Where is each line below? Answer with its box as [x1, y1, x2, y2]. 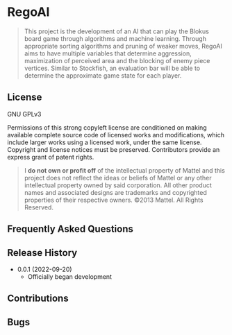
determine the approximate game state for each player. [24, 71, 182, 80]
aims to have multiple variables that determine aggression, [24, 49, 192, 58]
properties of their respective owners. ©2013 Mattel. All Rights [24, 196, 204, 204]
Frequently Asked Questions [7, 223, 134, 235]
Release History [7, 247, 78, 259]
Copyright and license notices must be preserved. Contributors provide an [7, 145, 220, 153]
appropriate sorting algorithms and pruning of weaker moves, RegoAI [24, 42, 222, 50]
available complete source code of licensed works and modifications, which [7, 130, 224, 139]
